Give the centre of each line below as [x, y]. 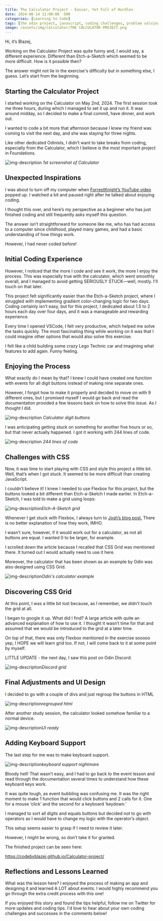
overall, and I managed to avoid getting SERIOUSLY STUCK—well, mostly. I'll [81, 281]
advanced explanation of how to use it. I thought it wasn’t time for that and [79, 623]
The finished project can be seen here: [44, 847]
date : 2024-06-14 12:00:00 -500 [38, 14]
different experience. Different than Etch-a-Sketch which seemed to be [76, 56]
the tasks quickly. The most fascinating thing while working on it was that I [79, 331]
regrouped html [57, 704]
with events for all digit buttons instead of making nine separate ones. [75, 383]
